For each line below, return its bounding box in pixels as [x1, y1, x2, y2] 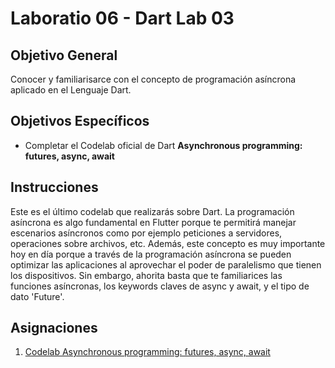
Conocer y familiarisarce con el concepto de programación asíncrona [10, 73, 297, 85]
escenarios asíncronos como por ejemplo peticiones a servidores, [10, 227, 283, 239]
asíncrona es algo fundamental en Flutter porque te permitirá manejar [10, 216, 297, 228]
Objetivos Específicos [10, 113, 150, 130]
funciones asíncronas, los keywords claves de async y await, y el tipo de [10, 280, 310, 292]
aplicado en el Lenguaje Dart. [10, 84, 132, 96]
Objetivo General [10, 47, 118, 64]
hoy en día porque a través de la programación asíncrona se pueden [10, 248, 292, 260]
